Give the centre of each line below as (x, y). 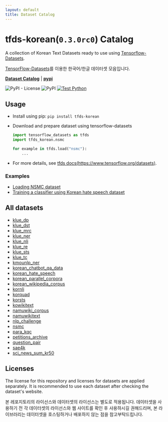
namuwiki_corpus (31, 310)
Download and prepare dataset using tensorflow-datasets (72, 126)
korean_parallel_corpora (37, 278)
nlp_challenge (27, 321)
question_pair (27, 342)
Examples (18, 176)
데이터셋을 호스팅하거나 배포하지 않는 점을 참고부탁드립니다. (85, 414)
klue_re (20, 246)
